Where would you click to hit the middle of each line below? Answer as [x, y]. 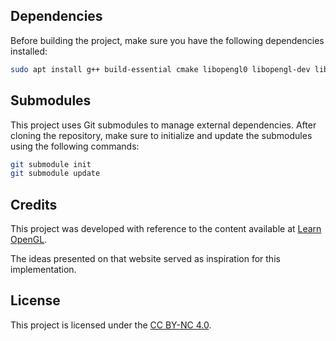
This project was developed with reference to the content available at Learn [166, 229]
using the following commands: [75, 146]
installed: [29, 51]
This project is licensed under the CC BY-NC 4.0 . [111, 325]
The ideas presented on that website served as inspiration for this [145, 259]
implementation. [43, 270]
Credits [34, 204]
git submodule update [55, 174]
